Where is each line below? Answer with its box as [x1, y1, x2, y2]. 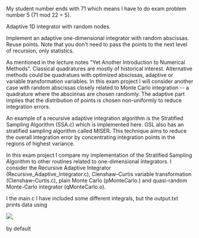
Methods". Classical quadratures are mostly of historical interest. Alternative [6, 65, 193, 72]
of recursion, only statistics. [6, 47, 74, 54]
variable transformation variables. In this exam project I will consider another [6, 78, 194, 85]
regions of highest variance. [6, 140, 75, 147]
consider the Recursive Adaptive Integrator [6, 164, 112, 171]
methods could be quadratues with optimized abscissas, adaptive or [6, 72, 173, 78]
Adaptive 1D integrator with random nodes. [6, 23, 111, 30]
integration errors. [6, 103, 50, 110]
